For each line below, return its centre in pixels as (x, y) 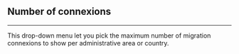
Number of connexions (59, 12)
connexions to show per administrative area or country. (88, 43)
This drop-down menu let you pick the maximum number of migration (109, 36)
